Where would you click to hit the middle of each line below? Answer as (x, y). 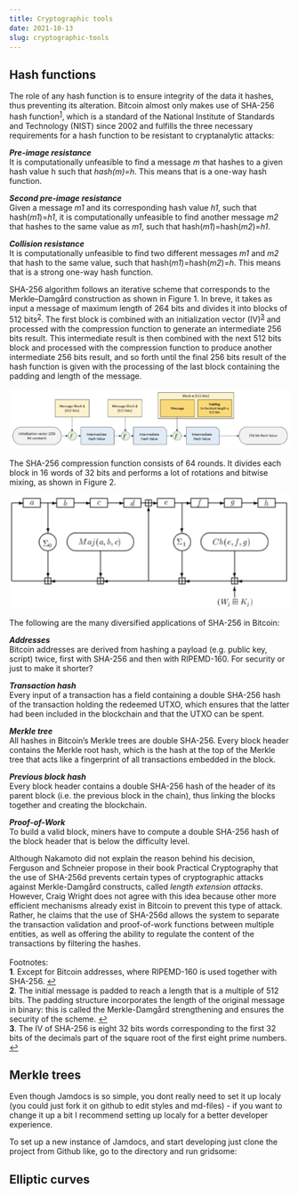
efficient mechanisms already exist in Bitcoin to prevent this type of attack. (146, 905)
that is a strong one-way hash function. (81, 272)
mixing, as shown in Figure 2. (63, 482)
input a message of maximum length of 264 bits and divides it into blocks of (148, 308)
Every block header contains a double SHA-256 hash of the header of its (142, 786)
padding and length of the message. (76, 376)
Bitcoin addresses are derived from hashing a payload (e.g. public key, (138, 649)
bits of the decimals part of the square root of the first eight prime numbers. (148, 1038)
